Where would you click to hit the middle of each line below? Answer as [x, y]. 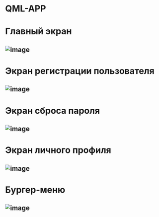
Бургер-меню [35, 190]
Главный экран [39, 32]
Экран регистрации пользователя [80, 71]
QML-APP [26, 9]
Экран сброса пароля [53, 110]
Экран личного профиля [58, 150]
